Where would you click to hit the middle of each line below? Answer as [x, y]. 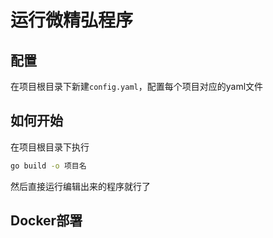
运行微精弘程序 [72, 20]
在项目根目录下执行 [50, 147]
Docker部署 [46, 221]
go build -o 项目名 [48, 166]
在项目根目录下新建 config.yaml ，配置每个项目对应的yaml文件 [137, 86]
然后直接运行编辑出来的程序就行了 [80, 186]
